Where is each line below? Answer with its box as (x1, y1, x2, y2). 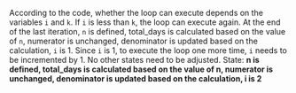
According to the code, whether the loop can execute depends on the (9, 8, 264, 18)
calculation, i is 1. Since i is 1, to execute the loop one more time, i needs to (9, 45, 288, 56)
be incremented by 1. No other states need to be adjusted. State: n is (9, 55, 260, 65)
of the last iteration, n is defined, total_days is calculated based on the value (9, 27, 286, 36)
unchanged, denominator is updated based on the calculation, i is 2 (9, 74, 262, 83)
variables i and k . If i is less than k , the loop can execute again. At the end (9, 17, 281, 27)
